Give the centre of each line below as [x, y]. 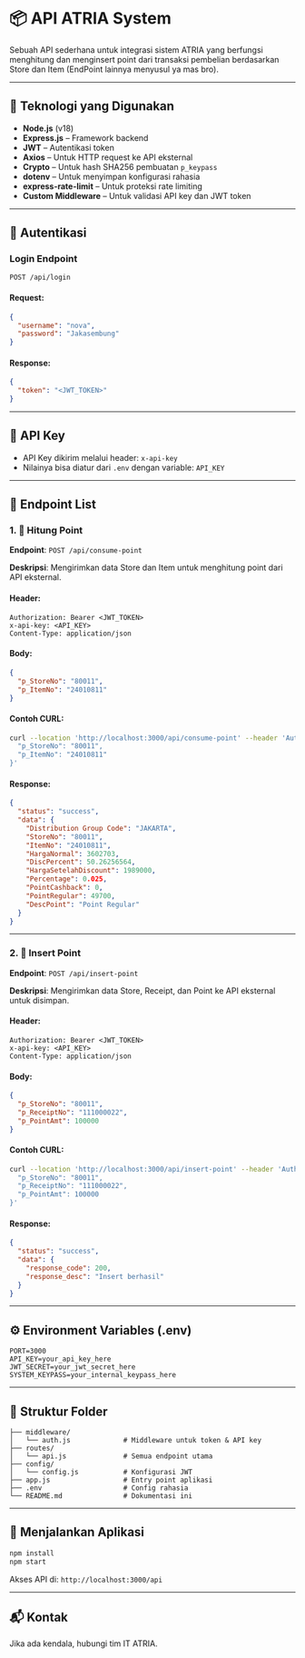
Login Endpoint [44, 259]
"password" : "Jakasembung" [69, 334]
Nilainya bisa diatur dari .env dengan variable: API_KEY [123, 467]
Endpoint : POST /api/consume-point [76, 550]
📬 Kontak [39, 1617]
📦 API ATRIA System [90, 19]
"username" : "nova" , [56, 325]
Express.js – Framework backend [85, 137]
